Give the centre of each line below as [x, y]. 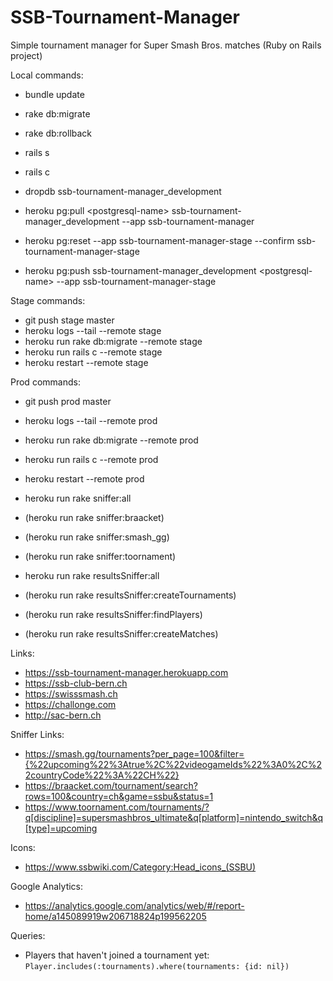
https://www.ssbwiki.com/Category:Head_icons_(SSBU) [140, 867]
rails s [37, 152]
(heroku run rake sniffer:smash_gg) [97, 537]
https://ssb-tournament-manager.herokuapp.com [126, 672]
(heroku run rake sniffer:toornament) [100, 556]
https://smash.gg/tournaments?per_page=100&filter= [134, 753]
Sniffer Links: [37, 734]
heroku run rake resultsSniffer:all [92, 575]
